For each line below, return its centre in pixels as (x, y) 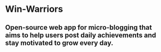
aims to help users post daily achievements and (81, 35)
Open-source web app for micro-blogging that (79, 27)
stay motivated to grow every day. (59, 43)
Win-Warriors (34, 9)
